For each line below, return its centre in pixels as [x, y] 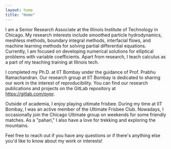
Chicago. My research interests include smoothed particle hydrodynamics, [84, 35]
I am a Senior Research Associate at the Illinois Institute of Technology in [82, 29]
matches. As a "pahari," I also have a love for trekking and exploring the [80, 120]
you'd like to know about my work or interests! [54, 141]
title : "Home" [20, 15]
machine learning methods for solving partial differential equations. [76, 46]
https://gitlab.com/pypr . [30, 94]
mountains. [17, 125]
